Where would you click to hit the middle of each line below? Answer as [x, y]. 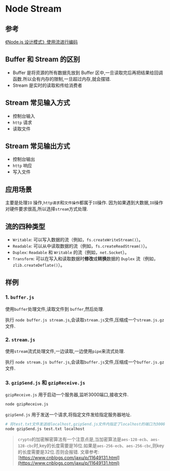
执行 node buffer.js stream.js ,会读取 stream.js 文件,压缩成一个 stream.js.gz [85, 319]
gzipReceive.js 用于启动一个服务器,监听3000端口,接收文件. [67, 395]
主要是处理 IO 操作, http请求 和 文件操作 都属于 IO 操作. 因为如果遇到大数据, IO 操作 [84, 203]
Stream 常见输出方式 [38, 146]
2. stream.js [20, 339]
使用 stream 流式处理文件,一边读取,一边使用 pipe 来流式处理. [65, 351]
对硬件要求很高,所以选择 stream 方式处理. [47, 209]
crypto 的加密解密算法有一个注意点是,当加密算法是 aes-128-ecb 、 [84, 439]
